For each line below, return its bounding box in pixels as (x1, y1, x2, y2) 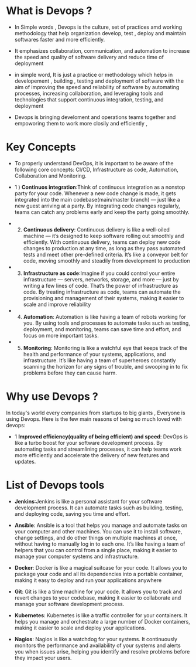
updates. (14, 458, 36, 465)
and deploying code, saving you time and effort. (14, 510, 130, 517)
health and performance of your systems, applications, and (23, 350, 166, 358)
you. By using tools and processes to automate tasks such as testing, (23, 319, 190, 326)
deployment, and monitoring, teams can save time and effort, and (23, 325, 181, 332)
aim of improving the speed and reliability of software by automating (14, 83, 180, 90)
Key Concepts (6, 141, 76, 154)
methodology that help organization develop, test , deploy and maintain (14, 29, 187, 36)
